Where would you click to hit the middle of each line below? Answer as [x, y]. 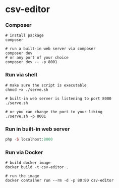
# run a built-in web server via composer [50, 49]
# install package [24, 36]
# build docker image [28, 163]
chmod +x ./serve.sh [27, 89]
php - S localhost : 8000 [29, 139]
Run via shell [21, 75]
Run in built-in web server [38, 129]
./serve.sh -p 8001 [26, 116]
